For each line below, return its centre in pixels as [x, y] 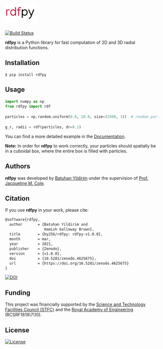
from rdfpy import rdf [28, 107]
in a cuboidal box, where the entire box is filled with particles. [66, 151]
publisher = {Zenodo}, [36, 249]
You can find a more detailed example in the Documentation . [65, 136]
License [17, 330]
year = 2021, [31, 244]
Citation [17, 199]
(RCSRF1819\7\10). [24, 315]
